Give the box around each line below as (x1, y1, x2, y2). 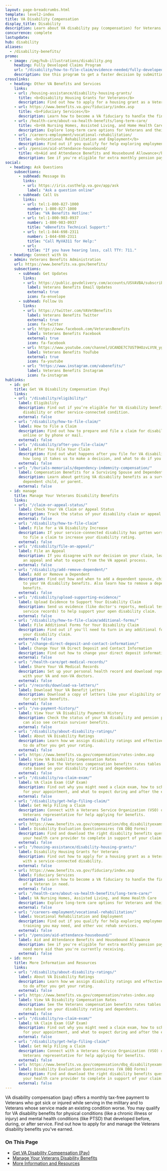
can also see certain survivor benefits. (23, 720, 110, 725)
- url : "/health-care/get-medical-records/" (14, 660, 108, 665)
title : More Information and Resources (14, 960, 97, 965)
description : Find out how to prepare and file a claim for (18, 428, 146, 433)
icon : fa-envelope (27, 294, 66, 299)
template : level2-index (5, 12, 55, 17)
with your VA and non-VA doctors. (23, 673, 94, 678)
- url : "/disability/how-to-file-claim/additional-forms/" (14, 618, 139, 623)
